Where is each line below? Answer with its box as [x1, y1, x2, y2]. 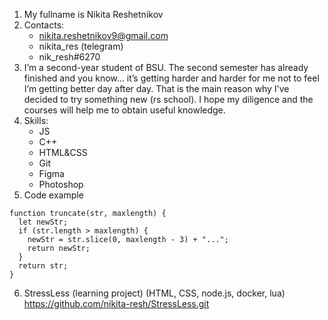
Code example [23, 189, 84, 201]
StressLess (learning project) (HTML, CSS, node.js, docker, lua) [23, 287, 286, 299]
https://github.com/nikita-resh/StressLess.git [23, 298, 210, 309]
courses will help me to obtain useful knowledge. [23, 104, 226, 116]
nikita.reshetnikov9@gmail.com [38, 30, 169, 41]
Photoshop [38, 179, 84, 190]
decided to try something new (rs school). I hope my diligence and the [23, 94, 314, 105]
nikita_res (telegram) [38, 40, 124, 52]
